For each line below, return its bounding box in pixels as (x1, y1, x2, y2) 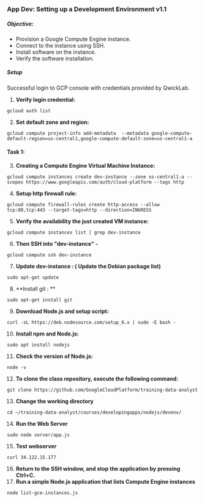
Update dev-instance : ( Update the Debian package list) (15, 263, 161, 270)
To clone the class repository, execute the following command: (15, 375, 178, 382)
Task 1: (7, 148, 25, 156)
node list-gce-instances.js (7, 490, 79, 496)
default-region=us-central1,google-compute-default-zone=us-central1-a (7, 135, 192, 142)
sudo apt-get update (7, 274, 60, 281)
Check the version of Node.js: (15, 353, 93, 360)
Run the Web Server (15, 420, 68, 428)
